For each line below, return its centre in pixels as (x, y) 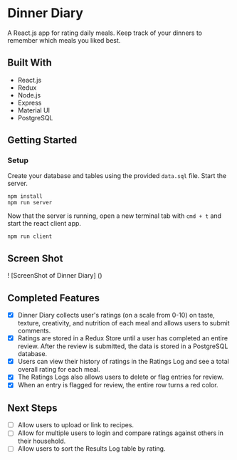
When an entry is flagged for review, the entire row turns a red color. (118, 385)
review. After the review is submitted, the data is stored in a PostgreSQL (123, 346)
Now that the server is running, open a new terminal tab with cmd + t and (115, 216)
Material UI (34, 110)
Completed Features (53, 298)
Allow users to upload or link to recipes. (75, 425)
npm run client (30, 236)
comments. (34, 331)
